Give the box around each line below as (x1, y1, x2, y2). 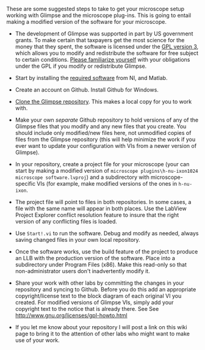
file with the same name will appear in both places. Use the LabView (15, 205, 187, 212)
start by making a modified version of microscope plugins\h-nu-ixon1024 (15, 167, 198, 174)
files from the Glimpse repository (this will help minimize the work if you (15, 136, 196, 143)
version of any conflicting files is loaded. (15, 218, 118, 225)
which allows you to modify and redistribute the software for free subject (15, 49, 199, 57)
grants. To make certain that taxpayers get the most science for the (15, 37, 185, 43)
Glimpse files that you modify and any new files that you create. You (15, 123, 187, 130)
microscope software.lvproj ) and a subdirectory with (15, 173, 149, 181)
